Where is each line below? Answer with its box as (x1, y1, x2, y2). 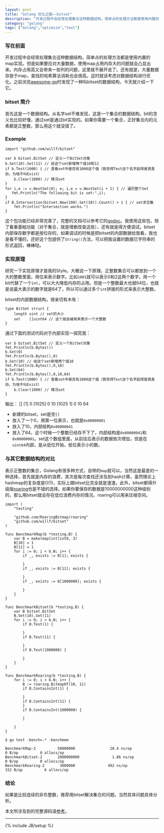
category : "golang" (5, 21, 45, 26)
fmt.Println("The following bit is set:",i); (11, 190, 106, 196)
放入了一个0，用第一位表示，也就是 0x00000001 (12, 417, 106, 424)
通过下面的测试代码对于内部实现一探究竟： (5, 330, 91, 336)
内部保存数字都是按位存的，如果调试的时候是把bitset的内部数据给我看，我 (5, 230, 153, 236)
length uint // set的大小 (14, 311, 64, 316)
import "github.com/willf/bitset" (5, 146, 76, 152)
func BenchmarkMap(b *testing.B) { (5, 532, 78, 537)
